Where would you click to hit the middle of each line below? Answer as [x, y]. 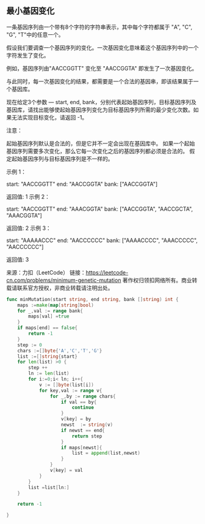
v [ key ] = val [67, 471]
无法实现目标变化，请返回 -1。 [49, 117]
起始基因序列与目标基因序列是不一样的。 [62, 159]
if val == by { [79, 402]
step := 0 [30, 345]
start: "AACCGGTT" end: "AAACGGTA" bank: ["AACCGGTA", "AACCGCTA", [100, 209]
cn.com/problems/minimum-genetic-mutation [64, 280]
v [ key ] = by [76, 419]
